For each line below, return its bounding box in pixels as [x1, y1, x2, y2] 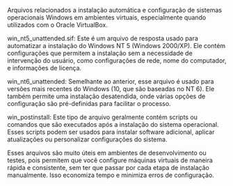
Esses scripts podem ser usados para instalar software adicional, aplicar [7, 128, 215, 136]
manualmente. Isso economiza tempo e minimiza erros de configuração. [7, 171, 214, 179]
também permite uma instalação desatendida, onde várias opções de [7, 92, 206, 100]
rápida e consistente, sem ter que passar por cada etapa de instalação [7, 164, 210, 171]
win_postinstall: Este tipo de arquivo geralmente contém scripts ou [7, 113, 198, 121]
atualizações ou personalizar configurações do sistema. [7, 135, 168, 144]
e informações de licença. [7, 64, 82, 72]
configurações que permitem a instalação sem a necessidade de [7, 49, 193, 57]
